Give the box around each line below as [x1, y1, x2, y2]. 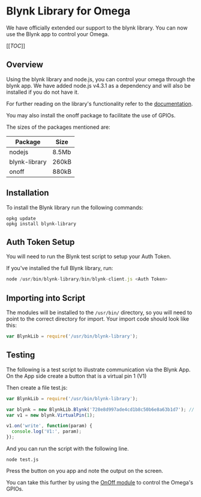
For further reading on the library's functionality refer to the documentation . [6, 100, 193, 107]
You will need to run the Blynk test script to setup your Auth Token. [6, 253, 172, 260]
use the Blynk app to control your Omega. [6, 30, 109, 37]
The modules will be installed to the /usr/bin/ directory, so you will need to [6, 309, 193, 316]
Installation [6, 188, 49, 198]
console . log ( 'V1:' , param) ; [11, 428, 82, 434]
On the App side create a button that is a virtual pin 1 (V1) [6, 372, 147, 380]
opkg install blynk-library [6, 221, 77, 227]
